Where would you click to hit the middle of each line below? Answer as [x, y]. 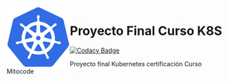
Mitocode [20, 71]
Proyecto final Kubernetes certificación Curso [136, 64]
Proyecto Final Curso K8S [146, 31]
